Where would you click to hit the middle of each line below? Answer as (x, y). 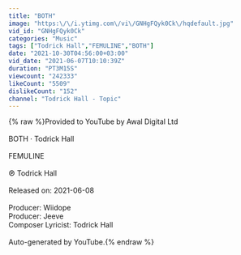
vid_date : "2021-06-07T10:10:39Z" (67, 62)
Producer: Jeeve (36, 216)
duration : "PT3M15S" (43, 69)
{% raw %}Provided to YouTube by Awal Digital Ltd (93, 121)
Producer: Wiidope (40, 208)
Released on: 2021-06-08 (52, 190)
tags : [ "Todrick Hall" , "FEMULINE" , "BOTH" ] (81, 46)
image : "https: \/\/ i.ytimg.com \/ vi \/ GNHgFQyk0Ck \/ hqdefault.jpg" (121, 23)
